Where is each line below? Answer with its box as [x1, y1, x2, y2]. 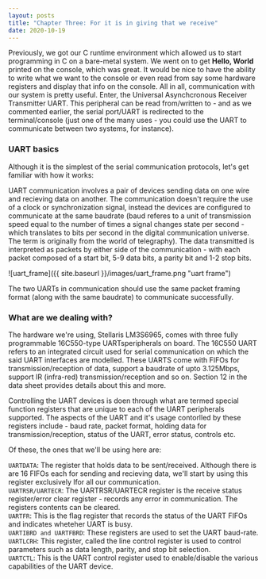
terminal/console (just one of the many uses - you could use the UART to [8, 116, 248, 125]
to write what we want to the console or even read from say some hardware [8, 73, 256, 83]
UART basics [8, 144, 60, 155]
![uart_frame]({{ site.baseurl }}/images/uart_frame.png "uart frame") [8, 268, 232, 278]
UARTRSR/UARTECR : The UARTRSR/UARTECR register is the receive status [8, 485, 242, 495]
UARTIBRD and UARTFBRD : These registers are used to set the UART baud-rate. [8, 527, 259, 537]
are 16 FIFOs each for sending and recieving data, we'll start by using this [8, 469, 249, 478]
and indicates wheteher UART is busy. [8, 519, 133, 528]
